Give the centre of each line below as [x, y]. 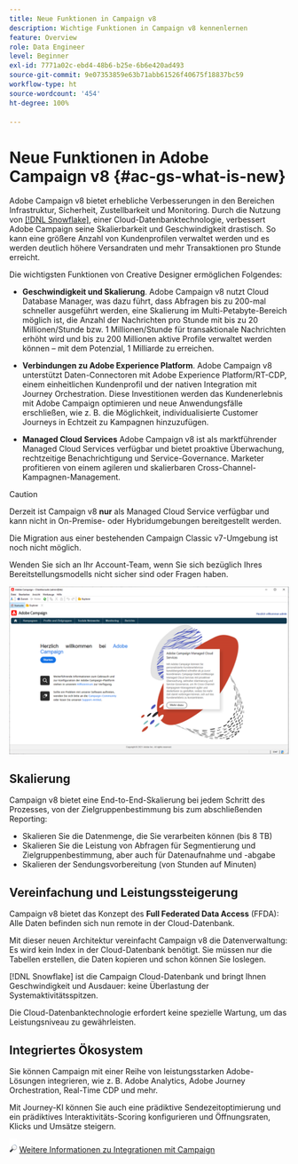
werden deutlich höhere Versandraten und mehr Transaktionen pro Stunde [145, 248]
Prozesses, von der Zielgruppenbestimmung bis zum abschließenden [136, 810]
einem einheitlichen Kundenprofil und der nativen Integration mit [139, 384]
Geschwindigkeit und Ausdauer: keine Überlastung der [110, 986]
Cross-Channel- [227, 468]
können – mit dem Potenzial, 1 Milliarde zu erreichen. [118, 348]
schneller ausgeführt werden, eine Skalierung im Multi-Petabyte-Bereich [154, 311]
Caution [24, 495]
